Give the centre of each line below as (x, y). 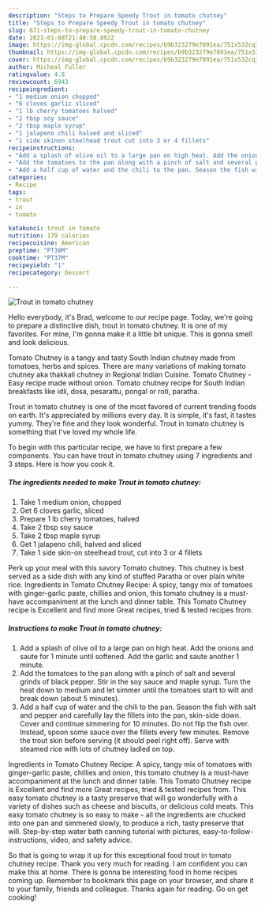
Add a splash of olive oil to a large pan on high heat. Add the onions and (136, 648)
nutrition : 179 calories (49, 236)
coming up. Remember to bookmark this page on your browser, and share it (131, 881)
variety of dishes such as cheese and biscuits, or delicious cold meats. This (131, 806)
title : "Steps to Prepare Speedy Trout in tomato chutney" (107, 23)
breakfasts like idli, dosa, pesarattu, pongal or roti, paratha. (104, 392)
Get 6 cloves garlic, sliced (62, 510)
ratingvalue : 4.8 (37, 74)
